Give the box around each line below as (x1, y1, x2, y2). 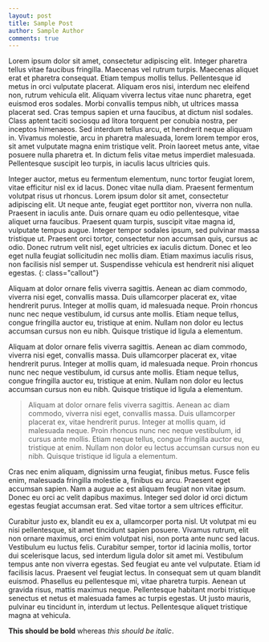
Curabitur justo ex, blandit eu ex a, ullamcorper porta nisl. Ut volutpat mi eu (8, 517, 257, 526)
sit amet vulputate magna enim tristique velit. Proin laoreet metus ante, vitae (8, 141, 259, 151)
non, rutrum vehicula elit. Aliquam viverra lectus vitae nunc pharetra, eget (8, 90, 251, 100)
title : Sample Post (8, 19, 74, 27)
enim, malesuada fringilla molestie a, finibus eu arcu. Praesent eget (8, 476, 230, 485)
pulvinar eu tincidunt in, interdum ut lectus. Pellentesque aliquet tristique (8, 602, 248, 611)
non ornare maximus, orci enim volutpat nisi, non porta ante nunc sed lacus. (8, 534, 259, 543)
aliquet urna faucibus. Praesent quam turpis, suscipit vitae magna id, (8, 217, 235, 227)
